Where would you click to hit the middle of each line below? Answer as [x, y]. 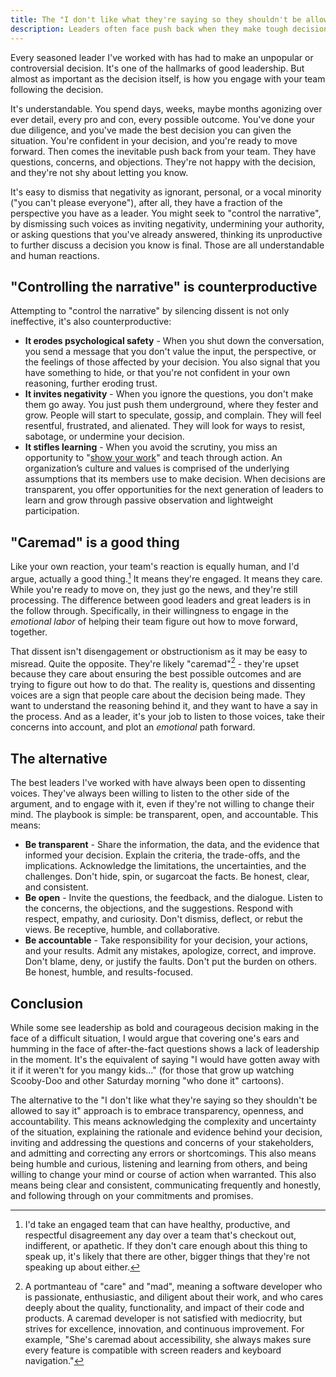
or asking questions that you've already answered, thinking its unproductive [166, 234]
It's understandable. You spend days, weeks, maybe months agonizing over [166, 108]
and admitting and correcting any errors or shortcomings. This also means [163, 1153]
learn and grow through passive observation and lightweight [149, 500]
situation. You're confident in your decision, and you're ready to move [154, 140]
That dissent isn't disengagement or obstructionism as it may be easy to [159, 651]
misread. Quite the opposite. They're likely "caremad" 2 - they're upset [155, 663]
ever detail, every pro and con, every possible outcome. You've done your [162, 119]
